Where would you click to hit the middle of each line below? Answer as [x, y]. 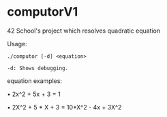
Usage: [17, 44]
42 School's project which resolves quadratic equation [84, 31]
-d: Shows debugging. [38, 68]
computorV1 [43, 12]
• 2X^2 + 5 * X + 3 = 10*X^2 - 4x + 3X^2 [64, 107]
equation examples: [35, 81]
